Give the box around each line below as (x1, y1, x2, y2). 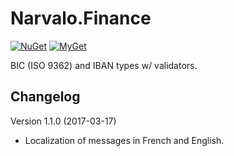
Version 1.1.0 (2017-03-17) (10, 115, 117, 127)
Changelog (10, 88, 81, 106)
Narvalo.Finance (10, 7, 152, 30)
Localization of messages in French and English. (24, 134, 225, 146)
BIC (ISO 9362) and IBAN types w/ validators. (10, 59, 198, 71)
